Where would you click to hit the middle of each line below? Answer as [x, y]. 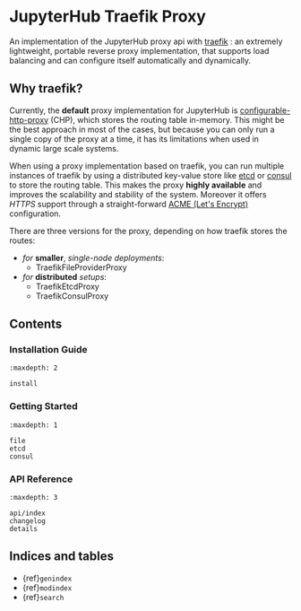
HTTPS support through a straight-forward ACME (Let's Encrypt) [129, 204]
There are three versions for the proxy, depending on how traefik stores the [149, 231]
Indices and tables [62, 557]
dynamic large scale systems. [64, 148]
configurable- [265, 110]
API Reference [41, 479]
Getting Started [43, 406]
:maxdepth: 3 [34, 498]
